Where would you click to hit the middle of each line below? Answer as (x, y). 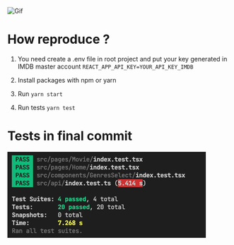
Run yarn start (40, 94)
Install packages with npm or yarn (67, 80)
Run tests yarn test (46, 107)
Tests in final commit (70, 136)
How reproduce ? (59, 40)
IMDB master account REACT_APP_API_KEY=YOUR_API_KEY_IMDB (105, 66)
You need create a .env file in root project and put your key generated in (122, 59)
